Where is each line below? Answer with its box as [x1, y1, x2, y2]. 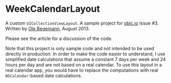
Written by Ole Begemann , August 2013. [5, 25, 90, 31]
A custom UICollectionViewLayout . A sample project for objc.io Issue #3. [5, 20, 159, 26]
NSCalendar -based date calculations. [5, 72, 82, 78]
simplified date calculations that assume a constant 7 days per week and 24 [5, 56, 166, 62]
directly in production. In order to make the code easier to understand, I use [5, 51, 165, 57]
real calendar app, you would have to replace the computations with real [5, 67, 158, 73]
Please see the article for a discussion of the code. [5, 35, 113, 42]
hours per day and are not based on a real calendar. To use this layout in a [5, 61, 162, 68]
